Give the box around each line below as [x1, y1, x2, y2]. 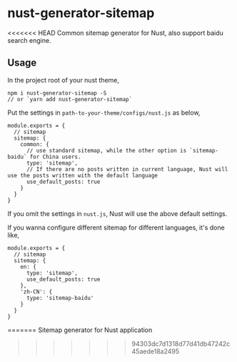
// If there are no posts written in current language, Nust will [26, 165, 228, 172]
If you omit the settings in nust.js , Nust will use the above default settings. [7, 209, 228, 218]
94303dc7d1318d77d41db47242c [131, 339, 231, 348]
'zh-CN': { [20, 288, 53, 295]
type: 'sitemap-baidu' [26, 294, 94, 301]
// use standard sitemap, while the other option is [26, 147, 187, 154]
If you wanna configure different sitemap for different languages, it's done [7, 223, 225, 232]
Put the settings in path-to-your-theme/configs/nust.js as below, [7, 108, 201, 117]
